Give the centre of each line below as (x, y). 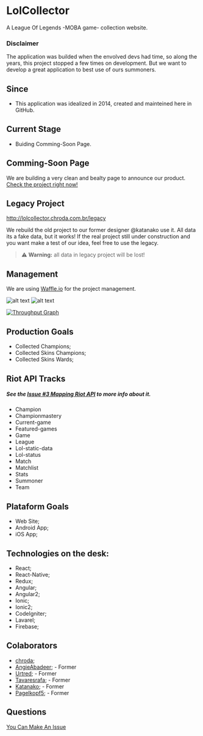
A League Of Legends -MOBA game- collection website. (77, 27)
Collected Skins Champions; (51, 353)
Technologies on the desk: (58, 553)
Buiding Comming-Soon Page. (53, 144)
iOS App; (26, 534)
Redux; (24, 581)
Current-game (33, 423)
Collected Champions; (43, 346)
